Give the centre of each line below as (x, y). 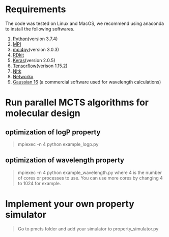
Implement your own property (70, 204)
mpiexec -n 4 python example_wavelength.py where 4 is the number (90, 172)
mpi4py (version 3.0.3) (36, 49)
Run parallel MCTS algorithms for (77, 102)
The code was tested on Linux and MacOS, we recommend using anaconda (85, 23)
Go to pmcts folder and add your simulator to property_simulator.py (88, 229)
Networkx (23, 76)
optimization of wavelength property (65, 160)
